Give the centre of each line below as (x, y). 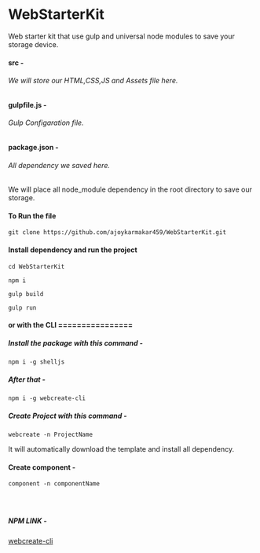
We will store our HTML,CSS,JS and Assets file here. (93, 81)
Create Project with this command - (68, 416)
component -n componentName (54, 484)
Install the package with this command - (75, 342)
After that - (27, 379)
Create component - (42, 467)
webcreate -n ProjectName (50, 435)
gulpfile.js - (27, 104)
